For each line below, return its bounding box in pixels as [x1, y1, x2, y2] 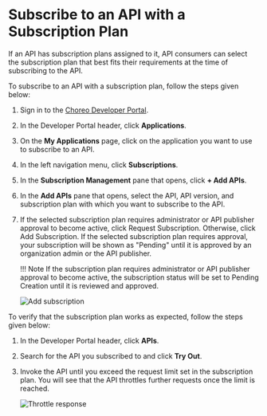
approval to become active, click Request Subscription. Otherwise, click [19, 223, 257, 233]
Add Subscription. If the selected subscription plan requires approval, [19, 231, 249, 241]
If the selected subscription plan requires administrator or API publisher [19, 214, 255, 224]
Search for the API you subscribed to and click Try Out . [19, 351, 202, 360]
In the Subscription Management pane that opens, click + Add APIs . [19, 175, 247, 185]
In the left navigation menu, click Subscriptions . [19, 159, 179, 169]
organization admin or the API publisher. [19, 249, 152, 258]
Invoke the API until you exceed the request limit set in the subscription [19, 367, 253, 376]
